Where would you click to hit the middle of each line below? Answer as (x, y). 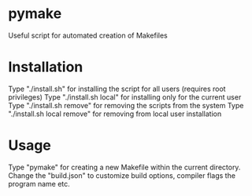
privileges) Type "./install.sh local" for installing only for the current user (125, 97)
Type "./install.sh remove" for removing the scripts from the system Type (126, 105)
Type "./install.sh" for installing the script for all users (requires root (117, 89)
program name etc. (39, 183)
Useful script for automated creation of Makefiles (88, 35)
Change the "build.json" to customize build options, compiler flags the (122, 175)
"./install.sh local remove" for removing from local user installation (115, 114)
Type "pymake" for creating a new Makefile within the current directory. (124, 167)
